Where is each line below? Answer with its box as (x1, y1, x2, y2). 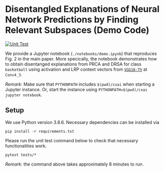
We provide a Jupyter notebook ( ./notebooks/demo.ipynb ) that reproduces (5, 51, 157, 57)
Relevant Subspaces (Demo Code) (5, 25, 150, 36)
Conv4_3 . (5, 71, 22, 77)
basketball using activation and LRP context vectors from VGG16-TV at (5, 66, 148, 72)
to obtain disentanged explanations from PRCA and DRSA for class (5, 61, 142, 67)
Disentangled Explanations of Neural (5, 3, 160, 15)
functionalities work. (5, 143, 47, 149)
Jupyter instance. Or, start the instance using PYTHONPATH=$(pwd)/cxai (5, 86, 148, 92)
